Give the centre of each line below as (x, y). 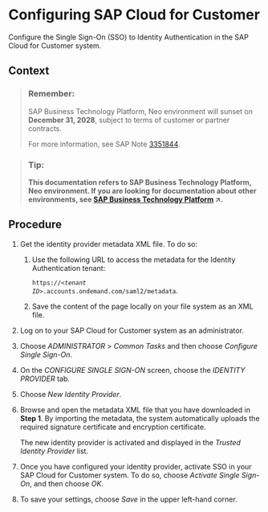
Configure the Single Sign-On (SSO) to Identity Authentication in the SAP (128, 37)
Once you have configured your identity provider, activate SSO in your (136, 466)
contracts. (45, 128)
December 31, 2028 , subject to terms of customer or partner (129, 120)
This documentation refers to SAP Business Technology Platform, (140, 182)
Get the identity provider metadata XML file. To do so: (109, 244)
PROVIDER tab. (45, 379)
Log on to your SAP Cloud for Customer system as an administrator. (132, 330)
